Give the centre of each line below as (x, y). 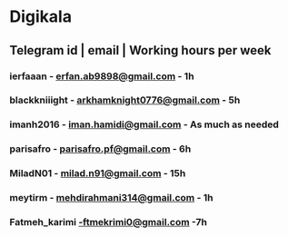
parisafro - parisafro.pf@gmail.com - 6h (100, 149)
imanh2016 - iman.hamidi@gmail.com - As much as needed (144, 124)
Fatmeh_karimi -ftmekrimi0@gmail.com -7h (108, 222)
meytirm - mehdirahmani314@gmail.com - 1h (111, 198)
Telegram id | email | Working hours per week (140, 50)
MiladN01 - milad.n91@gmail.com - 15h (98, 173)
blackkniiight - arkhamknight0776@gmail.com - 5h (125, 100)
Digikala (41, 17)
